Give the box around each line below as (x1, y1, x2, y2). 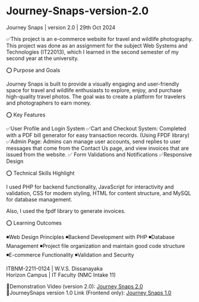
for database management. (6, 196, 72, 203)
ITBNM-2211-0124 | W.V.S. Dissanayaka (6, 265, 103, 272)
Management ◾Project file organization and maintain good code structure (6, 242, 185, 249)
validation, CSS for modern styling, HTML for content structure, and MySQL (6, 189, 191, 197)
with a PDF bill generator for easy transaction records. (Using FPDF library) (6, 131, 190, 139)
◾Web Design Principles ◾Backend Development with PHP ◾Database (6, 233, 175, 240)
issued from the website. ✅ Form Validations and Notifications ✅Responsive (6, 150, 192, 158)
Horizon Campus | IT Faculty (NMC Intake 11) (6, 271, 116, 278)
